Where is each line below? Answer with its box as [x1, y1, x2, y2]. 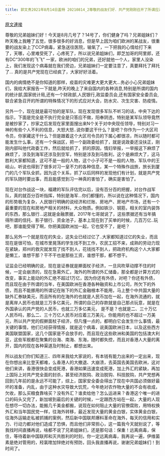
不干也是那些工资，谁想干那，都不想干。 [48, 252, 130, 258]
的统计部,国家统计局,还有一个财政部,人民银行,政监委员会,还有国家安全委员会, [5, 92, 159, 98]
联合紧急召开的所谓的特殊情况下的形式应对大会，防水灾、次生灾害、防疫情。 [5, 98, 160, 103]
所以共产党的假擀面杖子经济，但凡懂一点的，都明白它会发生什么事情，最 [13, 318, 160, 324]
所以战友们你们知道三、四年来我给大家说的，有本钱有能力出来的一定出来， [5, 353, 156, 359]
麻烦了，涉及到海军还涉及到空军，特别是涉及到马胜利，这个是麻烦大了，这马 [5, 151, 160, 157]
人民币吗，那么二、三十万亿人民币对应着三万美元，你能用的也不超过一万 [5, 312, 151, 318]
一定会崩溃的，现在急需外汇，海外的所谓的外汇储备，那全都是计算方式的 [13, 269, 160, 275]
